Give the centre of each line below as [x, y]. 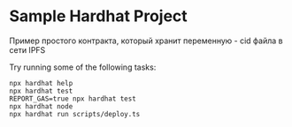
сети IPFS [27, 49]
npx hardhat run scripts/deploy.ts [75, 114]
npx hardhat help [41, 83]
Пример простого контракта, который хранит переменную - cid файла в [146, 41]
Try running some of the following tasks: [83, 67]
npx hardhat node [41, 106]
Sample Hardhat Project [98, 16]
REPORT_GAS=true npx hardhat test [73, 99]
